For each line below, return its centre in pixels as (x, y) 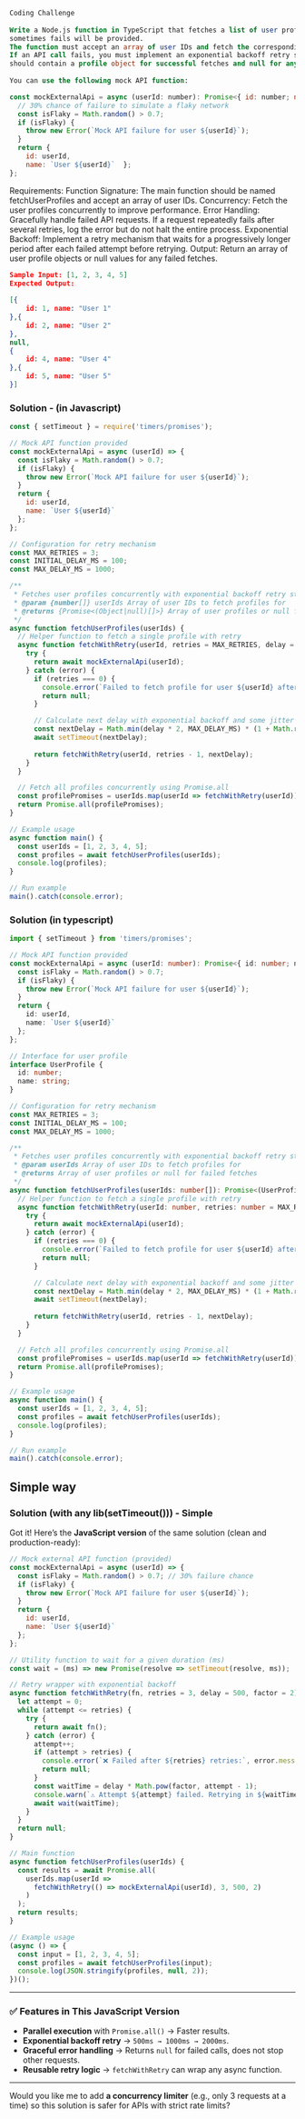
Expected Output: (42, 283)
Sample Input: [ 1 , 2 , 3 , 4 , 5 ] (69, 275)
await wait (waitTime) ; (76, 1803)
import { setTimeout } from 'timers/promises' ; (101, 939)
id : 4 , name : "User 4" (69, 359)
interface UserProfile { (56, 1064)
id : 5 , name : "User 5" (69, 376)
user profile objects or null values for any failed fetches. (113, 258)
